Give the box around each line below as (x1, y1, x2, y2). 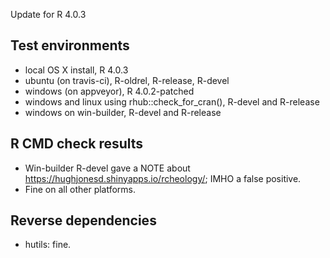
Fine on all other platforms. (24, 183, 137, 195)
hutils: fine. (24, 239, 72, 251)
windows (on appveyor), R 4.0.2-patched (24, 85, 195, 97)
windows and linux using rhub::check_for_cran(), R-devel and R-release (24, 95, 320, 108)
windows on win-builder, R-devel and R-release (24, 106, 222, 118)
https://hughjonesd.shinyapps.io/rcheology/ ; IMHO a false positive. (24, 172, 302, 184)
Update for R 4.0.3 (10, 9, 87, 20)
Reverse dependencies (10, 212, 157, 229)
